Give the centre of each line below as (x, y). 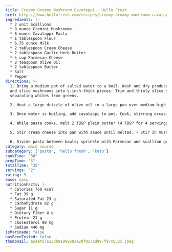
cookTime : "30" (21, 156)
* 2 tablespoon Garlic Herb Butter (48, 53)
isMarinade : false (25, 232)
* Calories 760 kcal (32, 189)
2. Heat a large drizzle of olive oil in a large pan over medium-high (88, 105)
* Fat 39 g (21, 194)
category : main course (29, 146)
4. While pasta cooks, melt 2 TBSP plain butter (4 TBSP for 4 (79, 123)
